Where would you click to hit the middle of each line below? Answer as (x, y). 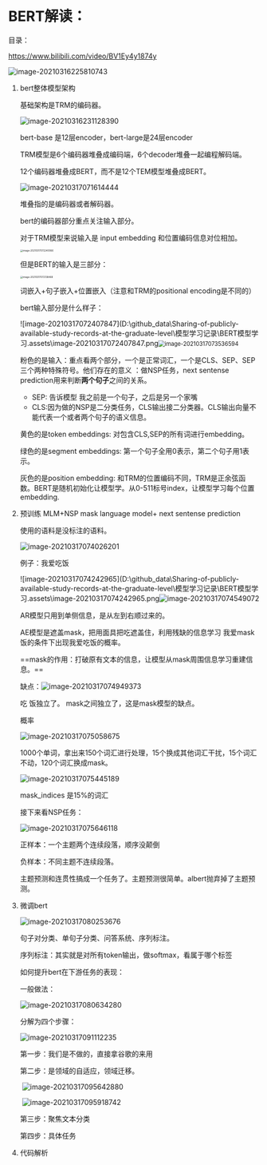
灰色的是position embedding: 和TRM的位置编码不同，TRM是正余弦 (129, 478)
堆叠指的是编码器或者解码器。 (69, 204)
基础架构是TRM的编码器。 (63, 105)
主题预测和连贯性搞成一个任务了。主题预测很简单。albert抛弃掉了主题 (134, 879)
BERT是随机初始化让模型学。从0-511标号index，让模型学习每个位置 (144, 488)
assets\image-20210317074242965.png (94, 598)
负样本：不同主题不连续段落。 (69, 862)
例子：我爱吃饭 (44, 563)
